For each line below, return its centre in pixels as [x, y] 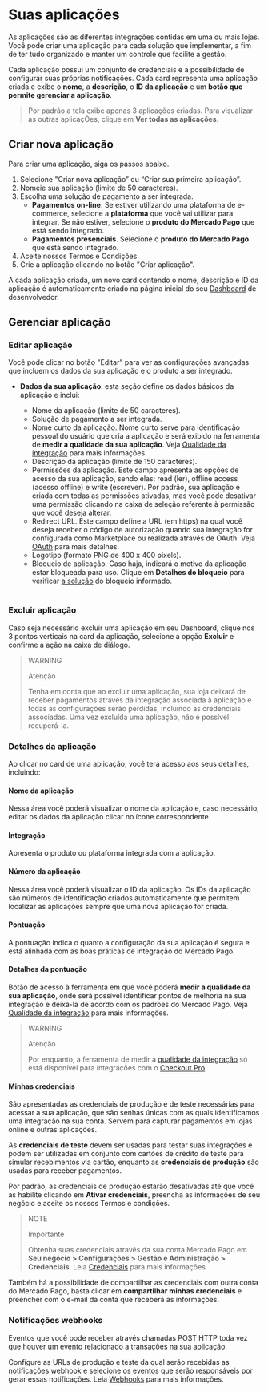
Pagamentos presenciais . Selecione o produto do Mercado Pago [140, 239]
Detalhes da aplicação [52, 746]
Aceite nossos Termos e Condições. [80, 256]
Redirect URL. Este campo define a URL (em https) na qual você [137, 521]
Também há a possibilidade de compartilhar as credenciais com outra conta [133, 1283]
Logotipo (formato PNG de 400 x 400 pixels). [106, 556]
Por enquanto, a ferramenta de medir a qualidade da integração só [138, 1059]
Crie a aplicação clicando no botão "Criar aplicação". [107, 264]
